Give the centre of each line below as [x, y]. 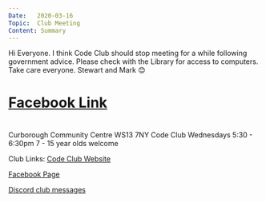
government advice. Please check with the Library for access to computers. [133, 61]
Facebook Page [34, 174]
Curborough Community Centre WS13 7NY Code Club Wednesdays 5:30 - [131, 135]
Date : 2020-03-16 [41, 16]
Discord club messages [47, 189]
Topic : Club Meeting [44, 23]
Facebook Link [58, 103]
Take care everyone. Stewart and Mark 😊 [77, 70]
